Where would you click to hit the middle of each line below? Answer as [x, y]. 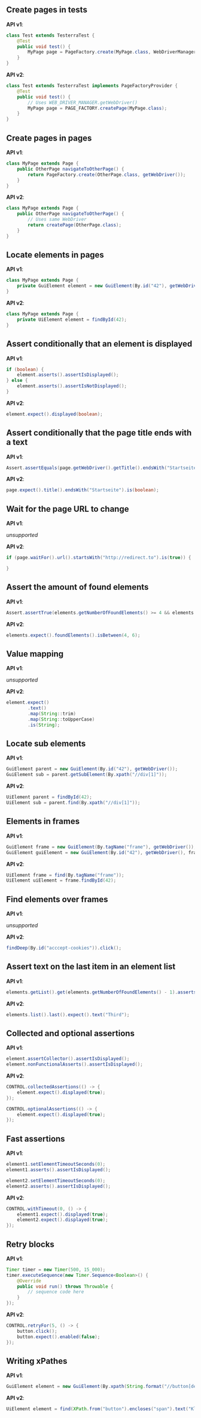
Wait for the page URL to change [68, 509]
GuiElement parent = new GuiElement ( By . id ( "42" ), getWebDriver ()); [92, 769]
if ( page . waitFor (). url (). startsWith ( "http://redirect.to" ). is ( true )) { [99, 558]
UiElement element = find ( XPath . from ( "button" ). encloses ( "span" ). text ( [97, 1409]
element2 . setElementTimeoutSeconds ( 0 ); [56, 1180]
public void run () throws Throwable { [65, 1286]
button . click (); [37, 1331]
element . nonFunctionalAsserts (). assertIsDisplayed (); [75, 1065]
